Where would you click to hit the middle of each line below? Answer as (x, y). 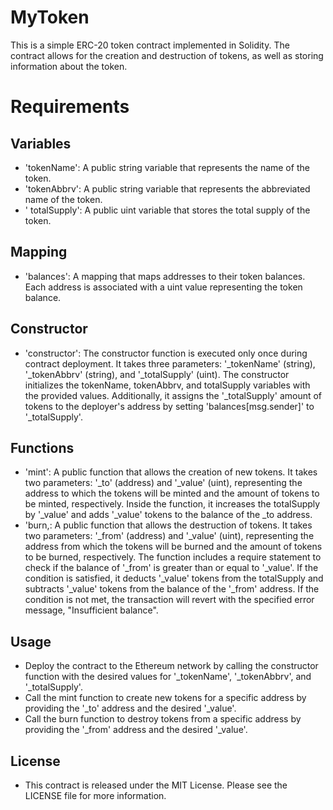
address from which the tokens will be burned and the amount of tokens (173, 547)
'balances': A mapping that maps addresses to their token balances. (165, 276)
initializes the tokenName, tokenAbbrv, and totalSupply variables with (167, 385)
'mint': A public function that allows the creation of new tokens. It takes (171, 472)
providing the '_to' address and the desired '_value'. (130, 708)
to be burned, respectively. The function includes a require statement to (173, 557)
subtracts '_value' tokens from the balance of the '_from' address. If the (172, 589)
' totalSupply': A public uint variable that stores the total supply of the (167, 210)
